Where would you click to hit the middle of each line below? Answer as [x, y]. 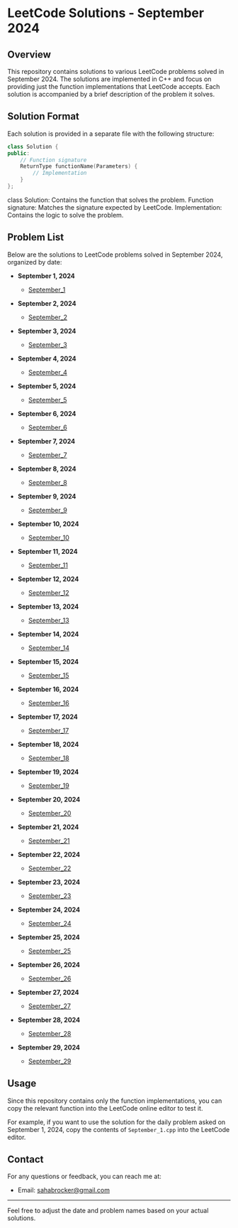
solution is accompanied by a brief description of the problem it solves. [111, 94]
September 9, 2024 [47, 496]
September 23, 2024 [49, 882]
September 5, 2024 [47, 386]
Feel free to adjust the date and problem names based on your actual [108, 1211]
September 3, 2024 [47, 331]
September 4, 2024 [47, 358]
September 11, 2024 [47, 551]
